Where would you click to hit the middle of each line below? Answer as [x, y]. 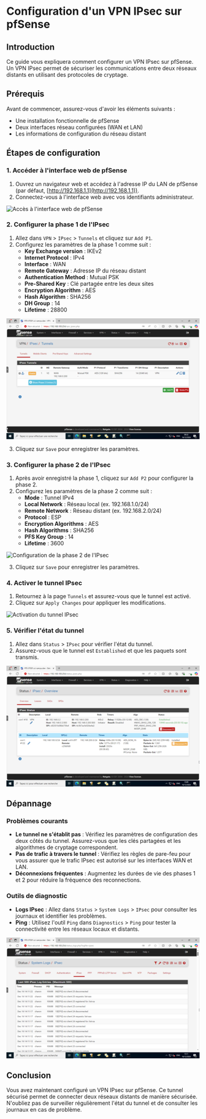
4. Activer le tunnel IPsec [44, 583]
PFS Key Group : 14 [49, 537]
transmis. [27, 657]
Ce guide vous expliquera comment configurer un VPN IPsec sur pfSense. [100, 62]
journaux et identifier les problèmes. [61, 916]
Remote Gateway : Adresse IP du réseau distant [85, 271]
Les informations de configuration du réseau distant [81, 134]
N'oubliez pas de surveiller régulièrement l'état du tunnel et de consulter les [102, 1103]
